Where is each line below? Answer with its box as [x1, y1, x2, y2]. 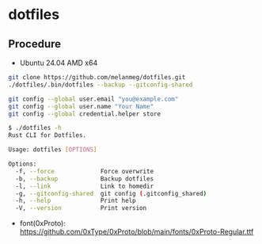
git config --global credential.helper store [8, 109, 161, 118]
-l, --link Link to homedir [15, 182, 154, 190]
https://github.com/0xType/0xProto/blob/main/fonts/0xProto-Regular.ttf [19, 227, 254, 237]
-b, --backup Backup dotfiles [15, 174, 154, 183]
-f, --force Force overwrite [15, 167, 154, 175]
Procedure [8, 37, 62, 51]
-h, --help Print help [15, 196, 136, 205]
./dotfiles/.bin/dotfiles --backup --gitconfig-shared [8, 81, 193, 89]
